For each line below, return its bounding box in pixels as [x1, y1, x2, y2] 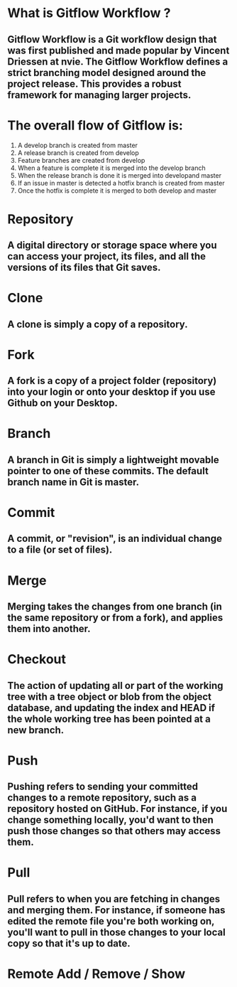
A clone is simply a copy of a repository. [7, 318, 188, 330]
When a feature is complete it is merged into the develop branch [17, 164, 206, 172]
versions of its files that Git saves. [7, 262, 161, 274]
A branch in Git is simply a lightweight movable [7, 454, 219, 466]
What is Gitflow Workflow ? [7, 5, 171, 21]
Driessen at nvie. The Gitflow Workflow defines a [7, 55, 228, 68]
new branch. [7, 724, 65, 736]
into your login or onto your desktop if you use [7, 386, 216, 398]
